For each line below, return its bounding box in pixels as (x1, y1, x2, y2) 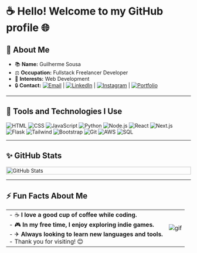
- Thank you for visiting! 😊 (9, 238, 84, 246)
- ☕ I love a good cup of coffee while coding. (9, 211, 137, 219)
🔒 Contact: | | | (14, 82, 131, 88)
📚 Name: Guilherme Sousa (14, 61, 81, 67)
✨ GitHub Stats (6, 151, 62, 161)
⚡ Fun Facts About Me (6, 191, 88, 201)
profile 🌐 (6, 21, 50, 35)
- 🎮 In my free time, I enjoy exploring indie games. (9, 221, 154, 229)
